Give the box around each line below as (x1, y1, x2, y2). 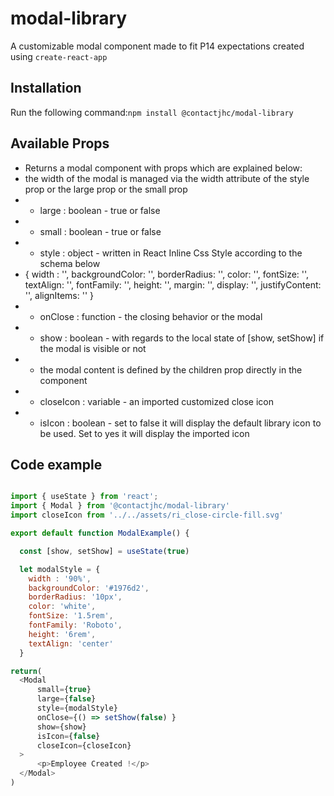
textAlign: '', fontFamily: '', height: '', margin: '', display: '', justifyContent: (24, 278, 322, 291)
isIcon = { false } (36, 731, 101, 741)
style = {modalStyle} (36, 703, 118, 713)
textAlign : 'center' (28, 638, 114, 649)
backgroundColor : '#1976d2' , (28, 583, 150, 593)
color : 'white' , (28, 602, 97, 612)
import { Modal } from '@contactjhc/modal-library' (10, 501, 230, 511)
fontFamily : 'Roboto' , (28, 620, 123, 630)
